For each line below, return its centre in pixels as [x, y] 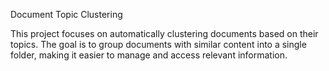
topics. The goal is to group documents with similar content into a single [158, 44]
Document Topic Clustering [66, 14]
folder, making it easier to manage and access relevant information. [149, 55]
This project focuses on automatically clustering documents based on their [164, 33]
